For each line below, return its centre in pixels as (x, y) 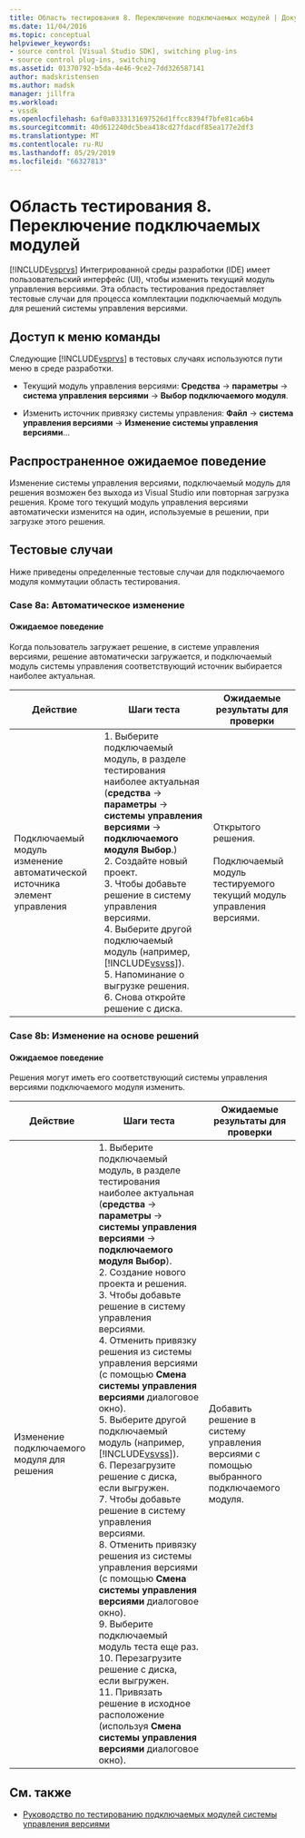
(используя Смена (140, 1726)
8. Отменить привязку (148, 1545)
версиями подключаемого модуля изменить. (98, 1087)
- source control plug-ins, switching (83, 60)
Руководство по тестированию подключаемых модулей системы (150, 1814)
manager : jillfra (42, 93)
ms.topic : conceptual (50, 34)
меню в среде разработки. (62, 369)
